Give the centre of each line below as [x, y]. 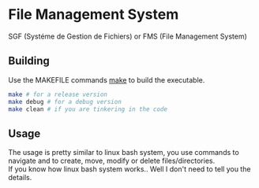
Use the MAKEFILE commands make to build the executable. [107, 79]
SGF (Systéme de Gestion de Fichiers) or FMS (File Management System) [128, 36]
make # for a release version [58, 94]
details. [20, 178]
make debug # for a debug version [65, 101]
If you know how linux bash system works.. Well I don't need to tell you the [129, 169]
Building [29, 61]
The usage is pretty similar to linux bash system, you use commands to [124, 153]
